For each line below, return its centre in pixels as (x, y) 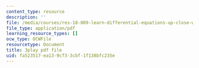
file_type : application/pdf (41, 28)
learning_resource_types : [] (42, 34)
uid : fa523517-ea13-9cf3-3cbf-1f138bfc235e (61, 56)
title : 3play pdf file (34, 50)
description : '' (26, 17)
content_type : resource (36, 12)
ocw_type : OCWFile (29, 39)
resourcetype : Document (36, 45)
